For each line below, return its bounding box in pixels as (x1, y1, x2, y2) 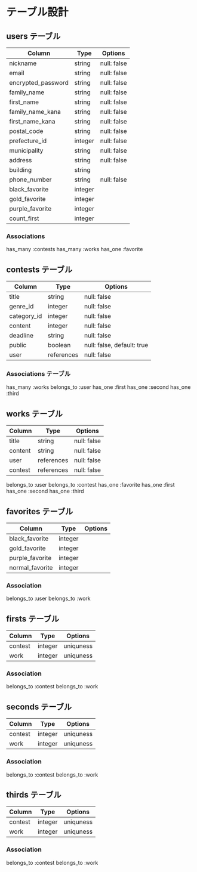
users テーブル (6, 31, 61, 41)
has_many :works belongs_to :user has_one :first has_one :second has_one (6, 384, 191, 391)
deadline (9, 332, 34, 340)
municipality (9, 147, 44, 154)
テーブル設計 (6, 5, 69, 19)
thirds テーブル (6, 790, 61, 800)
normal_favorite (9, 564, 53, 572)
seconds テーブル (6, 701, 72, 712)
